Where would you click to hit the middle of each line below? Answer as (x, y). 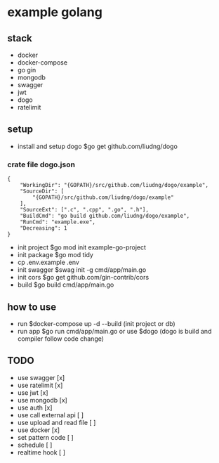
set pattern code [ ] (45, 437)
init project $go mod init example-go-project (81, 247)
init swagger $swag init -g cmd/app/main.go (82, 270)
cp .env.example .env (48, 262)
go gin (27, 70)
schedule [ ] (35, 445)
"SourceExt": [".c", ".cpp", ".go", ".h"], (85, 210)
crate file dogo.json (41, 164)
